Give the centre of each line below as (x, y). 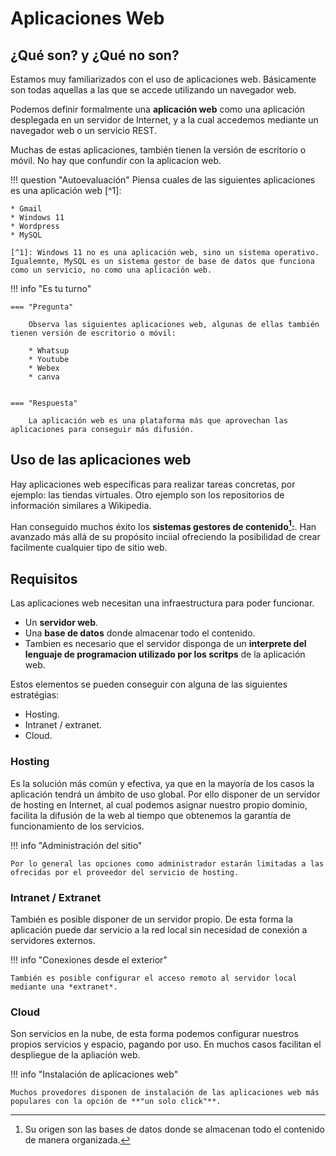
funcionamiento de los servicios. (77, 826)
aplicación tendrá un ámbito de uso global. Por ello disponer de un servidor (165, 794)
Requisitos (44, 578)
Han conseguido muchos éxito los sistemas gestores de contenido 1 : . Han (163, 525)
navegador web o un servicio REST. (83, 130)
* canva (44, 377)
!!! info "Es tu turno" (51, 288)
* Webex (44, 368)
